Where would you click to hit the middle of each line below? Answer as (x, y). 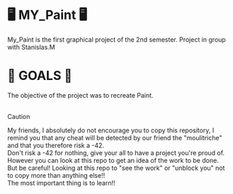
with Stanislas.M (31, 47)
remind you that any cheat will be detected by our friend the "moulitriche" (115, 137)
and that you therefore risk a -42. (56, 145)
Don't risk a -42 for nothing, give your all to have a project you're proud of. (116, 153)
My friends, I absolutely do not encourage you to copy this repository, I (111, 130)
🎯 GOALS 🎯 (40, 76)
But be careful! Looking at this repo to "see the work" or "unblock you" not (116, 168)
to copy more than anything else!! (56, 175)
